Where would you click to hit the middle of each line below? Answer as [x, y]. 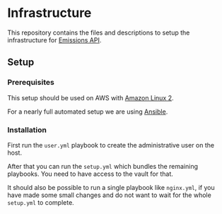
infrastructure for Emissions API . [54, 40]
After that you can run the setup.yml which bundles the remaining [103, 166]
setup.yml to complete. [41, 202]
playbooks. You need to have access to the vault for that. [90, 174]
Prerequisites [31, 83]
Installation [27, 130]
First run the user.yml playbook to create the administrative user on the [111, 145]
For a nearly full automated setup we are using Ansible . [88, 112]
